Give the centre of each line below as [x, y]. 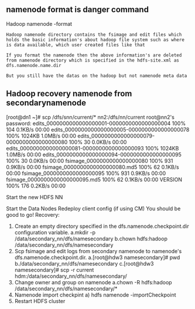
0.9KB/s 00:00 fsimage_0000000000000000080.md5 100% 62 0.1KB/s [93, 167]
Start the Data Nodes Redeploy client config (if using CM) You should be [93, 209]
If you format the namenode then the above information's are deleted [94, 55]
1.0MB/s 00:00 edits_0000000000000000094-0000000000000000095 [94, 154]
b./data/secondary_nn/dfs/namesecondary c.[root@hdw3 [84, 263]
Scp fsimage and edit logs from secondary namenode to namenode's [98, 251]
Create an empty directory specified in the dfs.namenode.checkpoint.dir [102, 226]
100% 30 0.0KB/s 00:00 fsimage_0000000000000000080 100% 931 [90, 160]
